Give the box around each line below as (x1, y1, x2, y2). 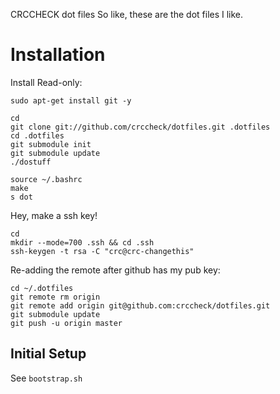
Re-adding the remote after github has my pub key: (10, 264, 221, 276)
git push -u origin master (10, 318, 123, 328)
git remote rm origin (10, 292, 101, 302)
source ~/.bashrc (10, 174, 83, 184)
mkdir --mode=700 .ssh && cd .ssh (10, 237, 155, 248)
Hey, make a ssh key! (10, 209, 98, 221)
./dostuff (10, 157, 52, 167)
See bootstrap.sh (10, 372, 83, 384)
